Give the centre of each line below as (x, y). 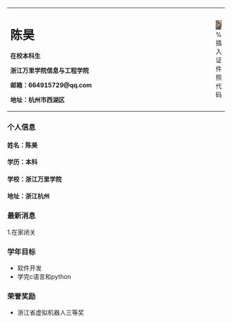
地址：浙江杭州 (28, 196)
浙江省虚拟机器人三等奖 (50, 313)
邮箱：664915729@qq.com (51, 85)
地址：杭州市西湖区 (37, 99)
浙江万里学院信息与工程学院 (49, 70)
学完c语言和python (44, 277)
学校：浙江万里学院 (35, 179)
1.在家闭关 (21, 232)
